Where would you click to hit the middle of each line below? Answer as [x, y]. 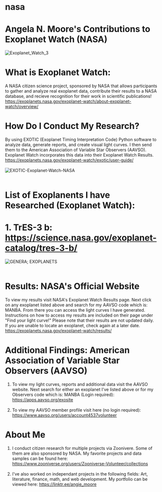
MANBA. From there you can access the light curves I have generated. [75, 310]
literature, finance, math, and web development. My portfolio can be [80, 479]
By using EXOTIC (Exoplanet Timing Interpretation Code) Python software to [81, 139]
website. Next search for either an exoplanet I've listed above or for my [83, 389]
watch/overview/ [22, 107]
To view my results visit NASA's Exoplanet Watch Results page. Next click [78, 300]
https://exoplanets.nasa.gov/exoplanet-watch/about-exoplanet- [68, 101]
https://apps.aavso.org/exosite [43, 400]
